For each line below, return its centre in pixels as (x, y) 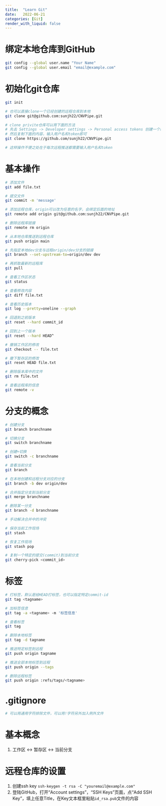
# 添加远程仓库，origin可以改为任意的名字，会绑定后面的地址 (60, 210)
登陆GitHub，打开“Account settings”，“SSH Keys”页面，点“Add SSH (82, 792)
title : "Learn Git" (26, 10)
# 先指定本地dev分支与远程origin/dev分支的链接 (49, 250)
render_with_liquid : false (33, 23)
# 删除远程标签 (19, 676)
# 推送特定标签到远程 (24, 649)
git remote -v (20, 390)
